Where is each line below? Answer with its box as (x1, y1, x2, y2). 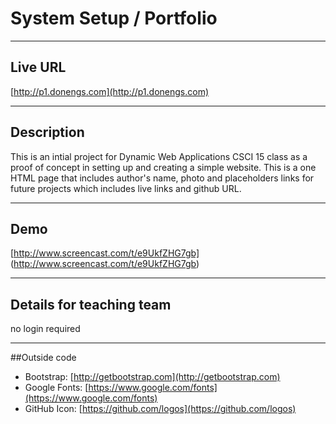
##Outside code (10, 352, 77, 364)
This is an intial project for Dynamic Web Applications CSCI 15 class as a (10, 150, 308, 162)
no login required (10, 323, 81, 335)
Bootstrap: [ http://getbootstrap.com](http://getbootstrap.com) (24, 371, 281, 383)
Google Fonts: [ (24, 382, 89, 394)
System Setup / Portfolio (10, 7, 218, 30)
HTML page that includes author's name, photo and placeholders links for (10, 172, 315, 184)
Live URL (10, 59, 67, 76)
